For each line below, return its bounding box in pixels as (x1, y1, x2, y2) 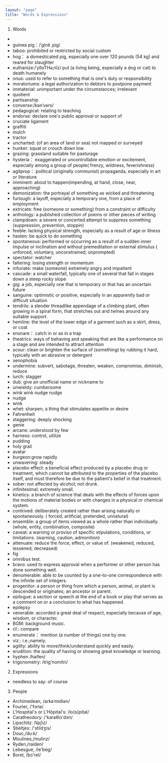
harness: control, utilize (12, 433, 61, 439)
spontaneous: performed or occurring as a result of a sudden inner (12, 238, 152, 244)
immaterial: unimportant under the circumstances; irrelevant (12, 86, 137, 92)
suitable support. (12, 313, 48, 319)
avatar (12, 448, 26, 455)
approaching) (12, 184, 41, 190)
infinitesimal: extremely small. (12, 486, 74, 492)
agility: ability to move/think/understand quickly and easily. (12, 643, 135, 649)
